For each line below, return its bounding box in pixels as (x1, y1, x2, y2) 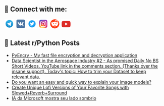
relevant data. (11, 74, 40, 80)
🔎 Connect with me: (4, 5, 67, 14)
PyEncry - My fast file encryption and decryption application (11, 52, 138, 58)
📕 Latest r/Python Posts (4, 39, 80, 47)
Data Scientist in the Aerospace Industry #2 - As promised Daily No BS (11, 58, 159, 64)
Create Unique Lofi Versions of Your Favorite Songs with (11, 84, 129, 90)
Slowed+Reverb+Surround (11, 89, 67, 96)
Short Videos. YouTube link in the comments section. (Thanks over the (11, 63, 158, 69)
